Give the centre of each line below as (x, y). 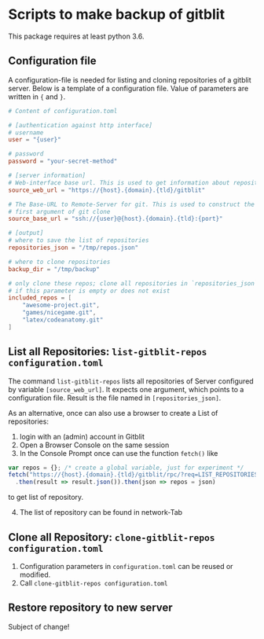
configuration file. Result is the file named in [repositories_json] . (115, 398)
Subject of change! (39, 626)
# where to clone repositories (59, 262)
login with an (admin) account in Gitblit (82, 436)
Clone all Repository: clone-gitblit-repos (112, 537)
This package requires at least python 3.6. (76, 36)
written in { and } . (37, 97)
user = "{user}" (35, 140)
